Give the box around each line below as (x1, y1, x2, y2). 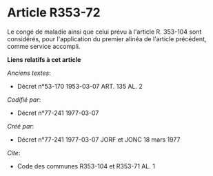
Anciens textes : (7, 69, 52, 77)
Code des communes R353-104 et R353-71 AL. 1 (17, 162, 155, 170)
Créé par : (7, 122, 34, 130)
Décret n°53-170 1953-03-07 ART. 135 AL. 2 (17, 82, 143, 90)
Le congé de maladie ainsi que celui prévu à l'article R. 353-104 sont (7, 27, 202, 36)
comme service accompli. (7, 42, 81, 50)
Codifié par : (7, 95, 41, 104)
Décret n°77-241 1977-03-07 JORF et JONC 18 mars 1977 (17, 135, 181, 144)
